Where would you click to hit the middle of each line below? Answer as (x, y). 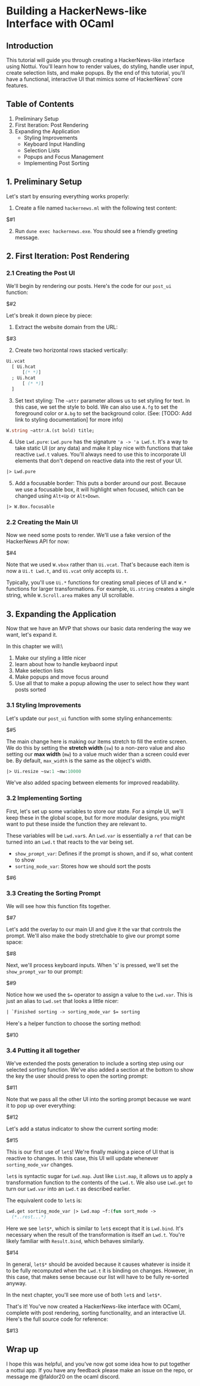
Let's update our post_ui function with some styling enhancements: (90, 718)
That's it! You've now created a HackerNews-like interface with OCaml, (94, 1306)
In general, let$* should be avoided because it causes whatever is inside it (98, 1264)
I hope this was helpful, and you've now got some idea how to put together (98, 1364)
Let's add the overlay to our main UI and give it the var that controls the (94, 930)
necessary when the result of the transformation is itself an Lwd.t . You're (96, 1234)
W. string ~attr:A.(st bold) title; (50, 430)
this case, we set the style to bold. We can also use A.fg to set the (96, 407)
